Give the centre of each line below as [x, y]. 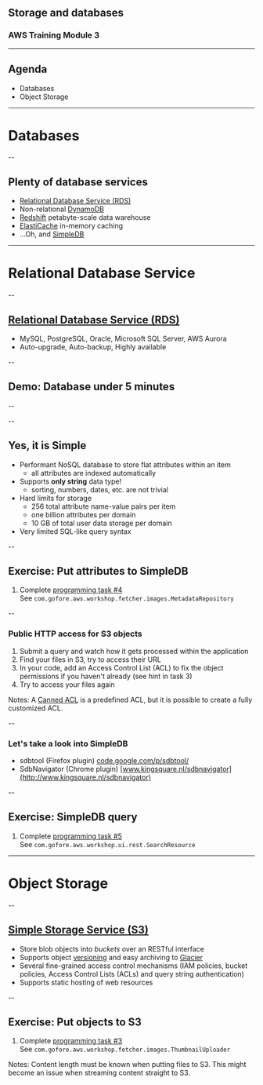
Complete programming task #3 [71, 1041]
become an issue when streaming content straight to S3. [99, 1073]
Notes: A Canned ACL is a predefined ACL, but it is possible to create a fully [130, 700]
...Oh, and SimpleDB [52, 234]
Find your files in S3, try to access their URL [90, 659]
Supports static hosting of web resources [86, 982]
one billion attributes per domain [83, 514]
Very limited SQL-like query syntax [75, 531]
